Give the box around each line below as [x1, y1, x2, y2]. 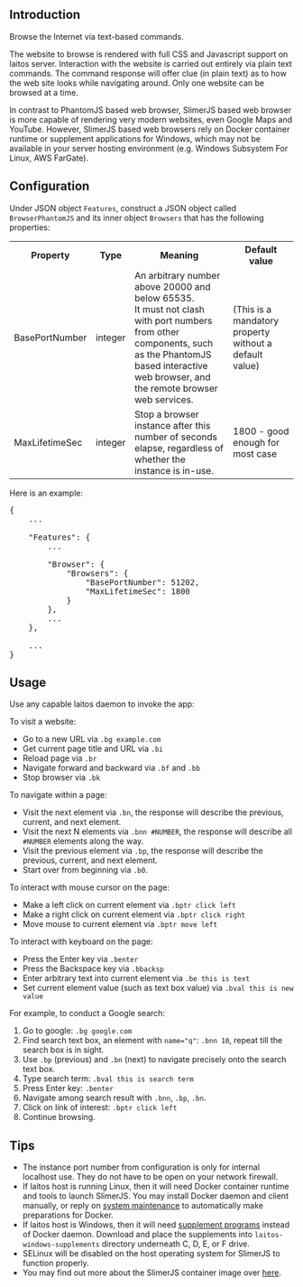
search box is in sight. [22, 1044, 105, 1055]
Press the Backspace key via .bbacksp [22, 963, 164, 974]
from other [134, 325, 180, 338]
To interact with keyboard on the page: [9, 936, 153, 947]
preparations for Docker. [22, 1209, 115, 1221]
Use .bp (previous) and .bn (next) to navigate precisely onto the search [22, 1054, 287, 1065]
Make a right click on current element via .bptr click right [22, 909, 246, 920]
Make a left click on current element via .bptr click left [22, 900, 236, 911]
